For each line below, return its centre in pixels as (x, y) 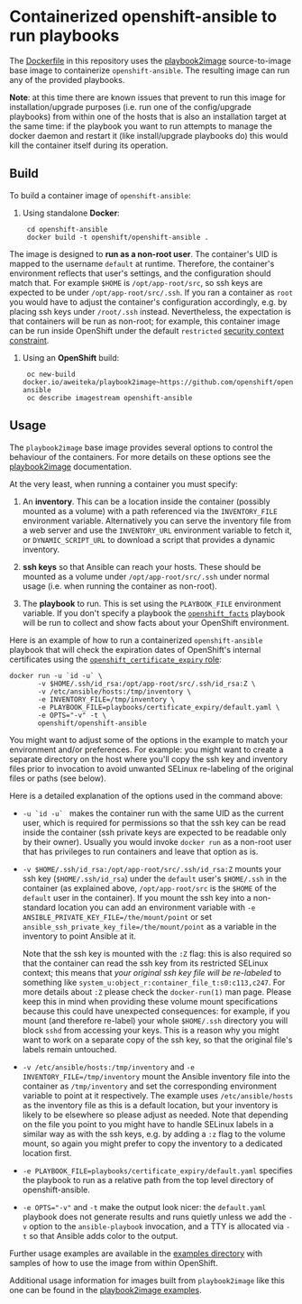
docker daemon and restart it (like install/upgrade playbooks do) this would (149, 135)
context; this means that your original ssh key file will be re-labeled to (152, 972)
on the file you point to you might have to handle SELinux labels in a (148, 1124)
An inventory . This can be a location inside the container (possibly (146, 501)
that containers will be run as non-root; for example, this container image (145, 321)
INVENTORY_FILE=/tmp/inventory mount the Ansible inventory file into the (156, 1076)
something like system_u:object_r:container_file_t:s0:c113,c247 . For (154, 982)
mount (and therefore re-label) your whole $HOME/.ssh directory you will (155, 1020)
